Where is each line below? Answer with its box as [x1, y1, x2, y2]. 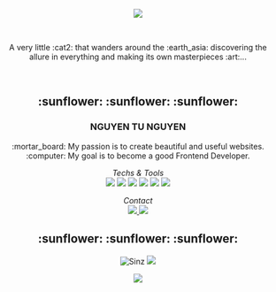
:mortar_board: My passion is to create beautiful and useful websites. [11, 141, 265, 151]
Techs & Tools [111, 167, 165, 178]
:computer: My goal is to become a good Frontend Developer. [26, 150, 250, 161]
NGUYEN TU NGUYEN [89, 120, 187, 133]
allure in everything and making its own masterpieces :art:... [28, 51, 248, 62]
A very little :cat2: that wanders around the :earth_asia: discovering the [9, 42, 267, 52]
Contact [123, 195, 153, 205]
